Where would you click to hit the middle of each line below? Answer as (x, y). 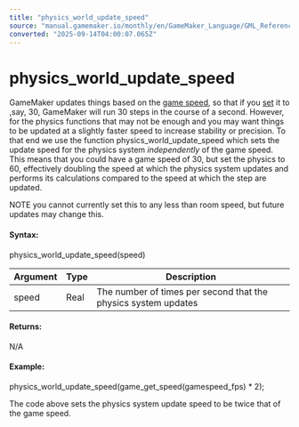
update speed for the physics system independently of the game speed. (141, 150)
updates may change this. (57, 214)
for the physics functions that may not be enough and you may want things (147, 122)
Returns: (26, 326)
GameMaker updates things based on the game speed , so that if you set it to (149, 102)
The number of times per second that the (182, 292)
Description (191, 277)
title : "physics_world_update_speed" (79, 17)
